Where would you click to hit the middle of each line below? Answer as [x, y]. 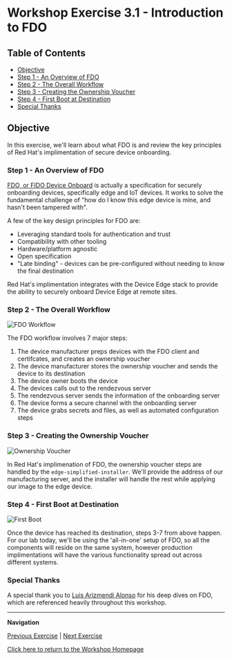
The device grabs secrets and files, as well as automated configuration [118, 411]
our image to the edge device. [50, 486]
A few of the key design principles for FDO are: [74, 221]
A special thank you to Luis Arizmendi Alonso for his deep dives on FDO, [110, 595]
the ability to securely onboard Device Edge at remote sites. [92, 292]
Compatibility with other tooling [62, 242]
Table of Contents [47, 53]
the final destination [45, 271]
